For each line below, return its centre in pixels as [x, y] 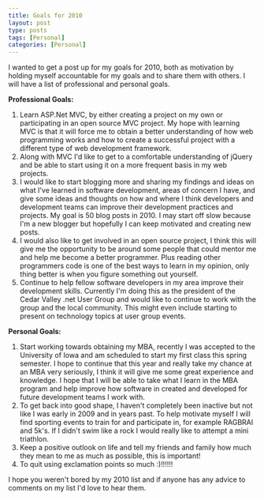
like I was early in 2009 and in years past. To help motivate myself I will [135, 414]
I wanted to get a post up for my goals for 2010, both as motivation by [121, 67]
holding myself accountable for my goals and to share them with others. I [127, 76]
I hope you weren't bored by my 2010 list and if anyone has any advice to [127, 479]
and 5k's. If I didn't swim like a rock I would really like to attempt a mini [134, 430]
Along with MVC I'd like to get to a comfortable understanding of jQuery [136, 157]
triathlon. [34, 439]
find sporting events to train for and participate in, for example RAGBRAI [136, 423]
